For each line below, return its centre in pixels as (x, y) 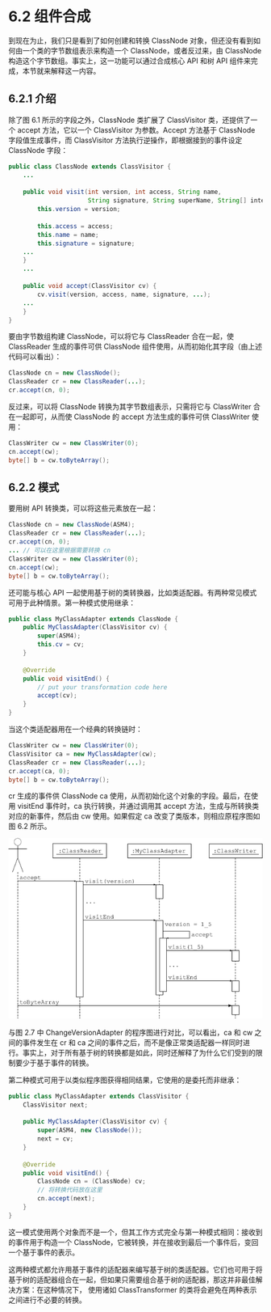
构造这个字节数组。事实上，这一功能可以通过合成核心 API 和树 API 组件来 (130, 61)
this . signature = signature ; (86, 243)
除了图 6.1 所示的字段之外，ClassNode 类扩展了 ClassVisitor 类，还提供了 (129, 120)
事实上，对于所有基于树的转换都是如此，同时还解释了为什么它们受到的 (139, 1052)
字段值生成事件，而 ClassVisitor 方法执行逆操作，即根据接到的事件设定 (125, 140)
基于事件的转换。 (65, 1062)
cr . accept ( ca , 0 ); (39, 771)
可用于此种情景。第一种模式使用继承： (72, 603)
